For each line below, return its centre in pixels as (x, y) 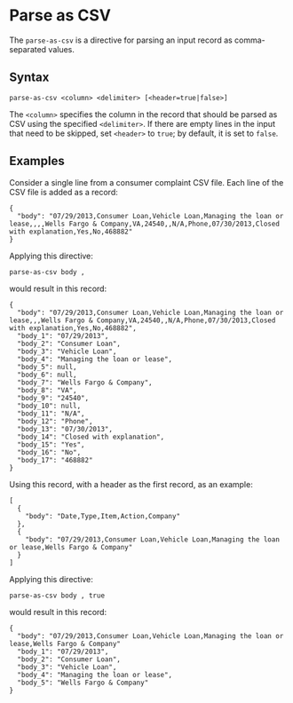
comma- (250, 40)
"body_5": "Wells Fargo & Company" (83, 683)
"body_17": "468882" (55, 460)
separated (28, 49)
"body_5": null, (47, 367)
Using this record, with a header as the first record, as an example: (131, 484)
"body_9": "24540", (53, 398)
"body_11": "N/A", (51, 414)
